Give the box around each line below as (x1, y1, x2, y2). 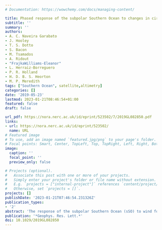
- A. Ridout (5, 56, 29, 61)
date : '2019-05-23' (5, 92, 44, 97)
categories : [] (5, 88, 36, 92)
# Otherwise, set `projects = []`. (5, 186, 81, 191)
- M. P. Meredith (5, 79, 40, 84)
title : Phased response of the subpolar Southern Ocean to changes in (5, 15, 150, 21)
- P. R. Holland (5, 70, 38, 75)
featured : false (5, 101, 38, 107)
